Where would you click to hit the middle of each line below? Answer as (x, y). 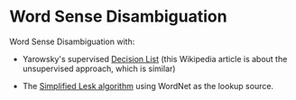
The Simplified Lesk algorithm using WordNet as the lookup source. (148, 86)
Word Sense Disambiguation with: (72, 41)
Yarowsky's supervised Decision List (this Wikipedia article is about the (155, 59)
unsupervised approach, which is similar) (99, 68)
